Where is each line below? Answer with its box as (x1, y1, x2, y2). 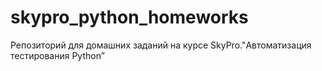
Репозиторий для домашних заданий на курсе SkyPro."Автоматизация (10, 39, 312, 51)
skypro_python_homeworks (10, 6, 249, 29)
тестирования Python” (10, 49, 105, 61)
